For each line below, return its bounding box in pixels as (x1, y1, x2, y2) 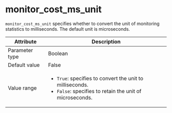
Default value (8, 61, 40, 69)
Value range (8, 84, 37, 92)
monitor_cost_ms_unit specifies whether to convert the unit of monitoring (5, 20, 160, 27)
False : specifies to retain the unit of (56, 87, 142, 95)
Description (91, 38, 121, 45)
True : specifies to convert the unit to (56, 75, 143, 82)
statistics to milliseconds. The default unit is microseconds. (5, 26, 131, 32)
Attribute (14, 38, 37, 45)
